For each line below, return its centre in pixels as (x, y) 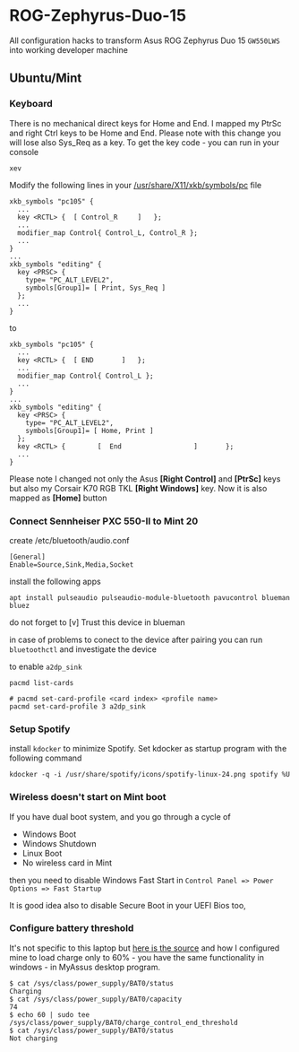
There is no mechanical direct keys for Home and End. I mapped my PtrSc (145, 123)
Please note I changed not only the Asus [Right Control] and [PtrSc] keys (145, 478)
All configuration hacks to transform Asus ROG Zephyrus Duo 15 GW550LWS (145, 40)
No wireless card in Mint (67, 863)
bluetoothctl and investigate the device (83, 649)
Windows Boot (49, 834)
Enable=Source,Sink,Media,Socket (72, 565)
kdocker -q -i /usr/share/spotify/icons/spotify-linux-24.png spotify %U (150, 775)
